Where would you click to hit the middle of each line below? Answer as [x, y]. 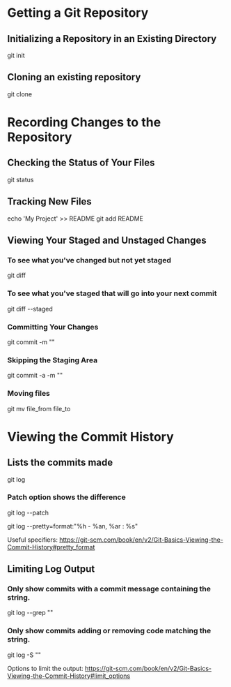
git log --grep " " [30, 613]
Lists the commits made [60, 463]
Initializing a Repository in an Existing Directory [112, 39]
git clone [20, 94]
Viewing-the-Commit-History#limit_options [69, 676]
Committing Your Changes [53, 327]
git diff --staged [30, 309]
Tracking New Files [49, 201]
